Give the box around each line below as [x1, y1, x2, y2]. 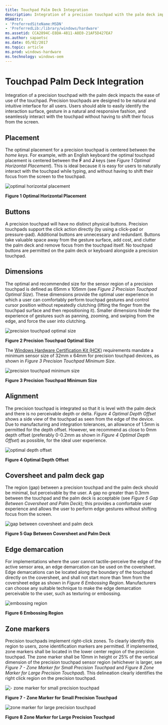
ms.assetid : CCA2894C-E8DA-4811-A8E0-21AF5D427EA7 [5, 31, 113, 36]
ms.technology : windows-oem [5, 54, 64, 59]
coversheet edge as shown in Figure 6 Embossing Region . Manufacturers [5, 580, 156, 586]
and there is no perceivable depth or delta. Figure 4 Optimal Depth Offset [5, 410, 156, 417]
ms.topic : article [5, 45, 43, 50]
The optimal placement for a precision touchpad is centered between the [5, 147, 155, 153]
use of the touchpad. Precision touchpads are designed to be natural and [5, 97, 156, 103]
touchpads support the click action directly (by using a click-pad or [5, 226, 143, 232]
